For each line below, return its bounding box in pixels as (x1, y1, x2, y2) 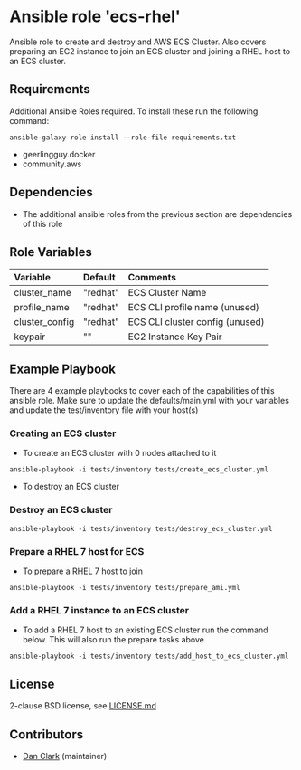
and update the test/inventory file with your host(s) (9, 404, 199, 415)
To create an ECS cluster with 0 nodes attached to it (22, 448, 217, 459)
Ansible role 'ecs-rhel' (9, 6, 181, 27)
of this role (22, 218, 63, 229)
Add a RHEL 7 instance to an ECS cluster (9, 604, 190, 616)
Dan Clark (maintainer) (22, 751, 108, 761)
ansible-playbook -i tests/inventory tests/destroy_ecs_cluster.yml (9, 524, 273, 533)
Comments (127, 271, 176, 284)
